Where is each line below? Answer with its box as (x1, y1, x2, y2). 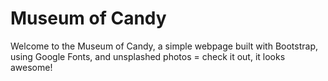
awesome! (10, 61, 53, 73)
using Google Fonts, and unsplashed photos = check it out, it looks (10, 50, 286, 62)
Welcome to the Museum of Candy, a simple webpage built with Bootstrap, (10, 40, 319, 52)
